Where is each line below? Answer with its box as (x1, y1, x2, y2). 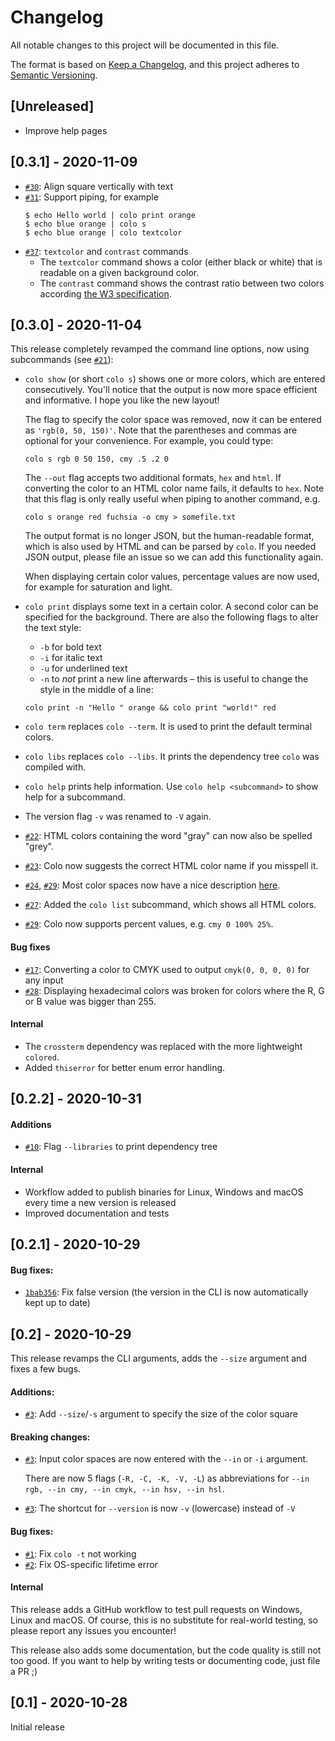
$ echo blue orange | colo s (24, 219, 147, 229)
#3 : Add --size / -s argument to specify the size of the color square (24, 1408, 298, 1420)
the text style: (24, 622, 82, 634)
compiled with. (24, 761, 87, 773)
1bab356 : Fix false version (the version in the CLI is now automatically (24, 1286, 309, 1298)
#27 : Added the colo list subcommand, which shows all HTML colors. (24, 899, 317, 911)
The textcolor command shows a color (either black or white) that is (39, 256, 323, 268)
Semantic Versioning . (10, 69, 98, 81)
